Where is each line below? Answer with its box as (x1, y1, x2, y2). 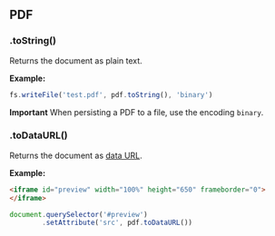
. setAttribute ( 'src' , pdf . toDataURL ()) (42, 218, 193, 228)
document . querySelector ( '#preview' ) (9, 210, 148, 219)
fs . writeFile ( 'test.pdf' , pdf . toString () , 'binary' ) (9, 90, 213, 99)
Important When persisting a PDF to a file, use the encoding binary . (9, 106, 264, 117)
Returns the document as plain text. (9, 54, 142, 66)
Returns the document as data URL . (9, 150, 142, 161)
